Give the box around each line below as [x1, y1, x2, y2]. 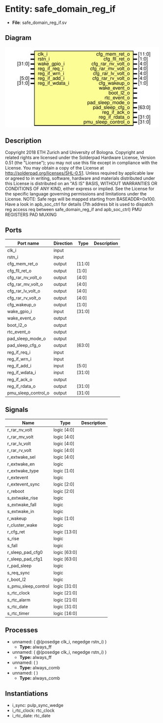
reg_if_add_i [7, 363, 32, 369]
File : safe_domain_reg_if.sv [12, 20, 67, 25]
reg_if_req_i [7, 349, 31, 355]
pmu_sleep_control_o [7, 390, 50, 396]
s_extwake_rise [7, 495, 38, 501]
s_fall [7, 542, 18, 548]
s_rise [7, 536, 20, 542]
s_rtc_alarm [7, 597, 31, 603]
